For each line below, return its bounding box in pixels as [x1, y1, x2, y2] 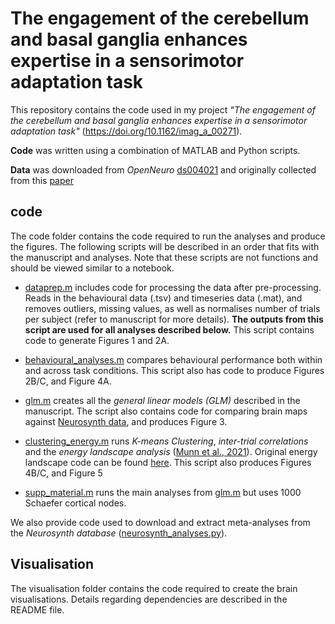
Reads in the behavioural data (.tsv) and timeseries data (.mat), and [24, 292, 303, 304]
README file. [10, 603, 65, 616]
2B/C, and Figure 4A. [24, 375, 112, 387]
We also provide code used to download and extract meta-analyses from [10, 516, 311, 528]
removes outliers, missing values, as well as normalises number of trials [24, 302, 321, 314]
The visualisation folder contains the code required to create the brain [10, 582, 298, 594]
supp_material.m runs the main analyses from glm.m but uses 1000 [24, 486, 302, 498]
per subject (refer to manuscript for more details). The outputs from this [24, 313, 324, 325]
